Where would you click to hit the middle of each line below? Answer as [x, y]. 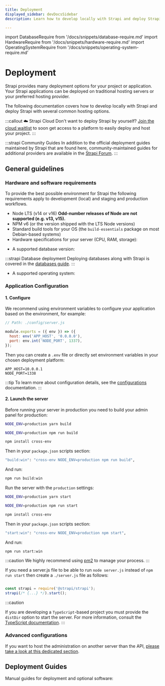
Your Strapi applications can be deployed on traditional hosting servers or [80, 91]
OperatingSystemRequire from [36, 48]
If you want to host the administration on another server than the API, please [82, 646]
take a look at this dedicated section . [42, 651]
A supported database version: [43, 249]
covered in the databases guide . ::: [40, 264]
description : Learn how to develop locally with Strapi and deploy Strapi [83, 19]
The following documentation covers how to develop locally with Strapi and [81, 106]
